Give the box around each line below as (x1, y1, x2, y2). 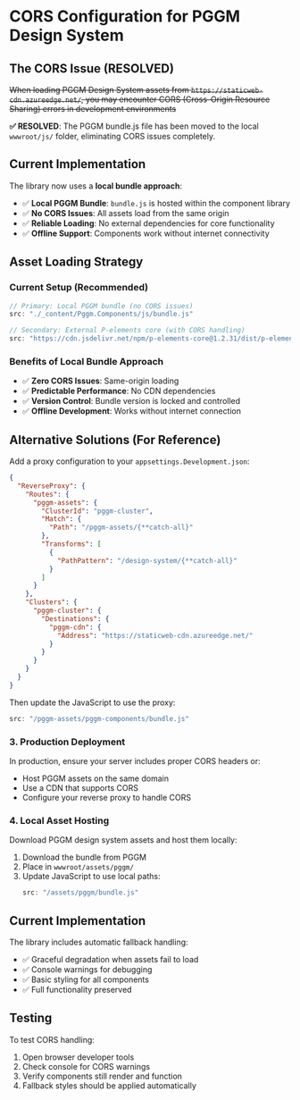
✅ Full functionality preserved (21, 985, 132, 995)
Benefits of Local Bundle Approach (9, 355, 163, 367)
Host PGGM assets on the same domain (21, 773, 170, 784)
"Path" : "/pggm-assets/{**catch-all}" (48, 523, 194, 533)
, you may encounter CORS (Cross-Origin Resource (80, 94, 271, 105)
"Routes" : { (25, 490, 70, 499)
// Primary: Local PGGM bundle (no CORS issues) (9, 301, 194, 310)
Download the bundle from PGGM (21, 852, 147, 863)
